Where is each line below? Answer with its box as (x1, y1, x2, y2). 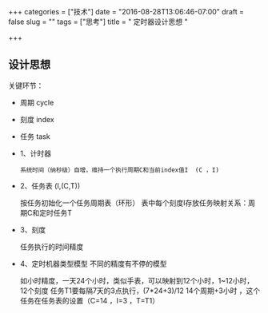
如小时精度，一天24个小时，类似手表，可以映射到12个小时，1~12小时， (19, 275, 254, 285)
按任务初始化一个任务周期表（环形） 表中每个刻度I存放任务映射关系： (19, 198, 249, 208)
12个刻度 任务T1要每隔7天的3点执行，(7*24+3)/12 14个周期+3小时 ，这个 (19, 286, 261, 295)
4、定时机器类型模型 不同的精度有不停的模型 (19, 259, 167, 268)
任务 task (19, 131, 50, 141)
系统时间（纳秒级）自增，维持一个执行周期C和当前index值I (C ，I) (19, 166, 220, 174)
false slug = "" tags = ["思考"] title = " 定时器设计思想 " (8, 17, 188, 26)
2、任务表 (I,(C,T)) (19, 180, 81, 190)
